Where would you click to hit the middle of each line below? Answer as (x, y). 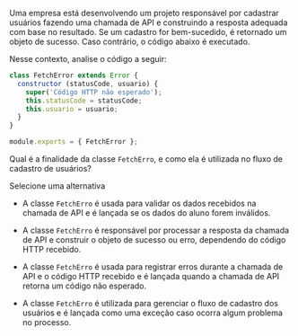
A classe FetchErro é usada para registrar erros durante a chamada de (153, 267)
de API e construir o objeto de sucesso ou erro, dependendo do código (154, 240)
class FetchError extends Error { (74, 75)
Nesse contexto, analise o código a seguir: (88, 59)
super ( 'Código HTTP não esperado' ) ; (94, 92)
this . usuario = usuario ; (72, 109)
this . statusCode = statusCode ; (84, 101)
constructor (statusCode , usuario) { (88, 84)
